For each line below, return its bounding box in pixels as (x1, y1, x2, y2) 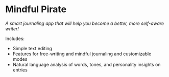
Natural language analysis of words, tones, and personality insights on (12, 61, 161, 67)
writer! (5, 25, 19, 31)
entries (12, 67, 28, 73)
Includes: (5, 35, 25, 42)
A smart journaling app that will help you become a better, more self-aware (5, 20, 164, 26)
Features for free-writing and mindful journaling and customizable (12, 51, 152, 57)
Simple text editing (12, 45, 53, 51)
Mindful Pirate (5, 4, 67, 15)
